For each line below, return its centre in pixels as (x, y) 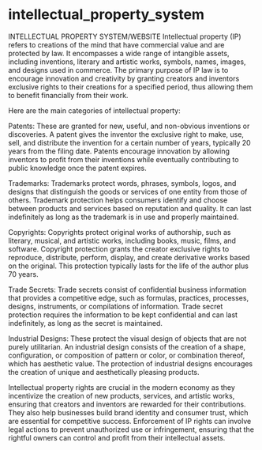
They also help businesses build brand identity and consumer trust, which (128, 412)
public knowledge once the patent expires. (78, 168)
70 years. (23, 274)
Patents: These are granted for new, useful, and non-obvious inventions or (129, 126)
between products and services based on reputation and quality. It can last (130, 208)
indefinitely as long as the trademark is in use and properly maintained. (124, 217)
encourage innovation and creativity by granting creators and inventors (124, 78)
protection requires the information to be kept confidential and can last (123, 315)
